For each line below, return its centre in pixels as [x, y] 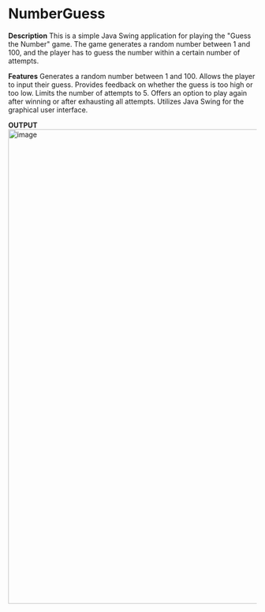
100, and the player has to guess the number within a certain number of [124, 52]
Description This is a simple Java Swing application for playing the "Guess [130, 36]
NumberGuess [57, 14]
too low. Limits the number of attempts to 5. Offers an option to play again [128, 93]
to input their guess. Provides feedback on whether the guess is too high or [131, 85]
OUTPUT [23, 125]
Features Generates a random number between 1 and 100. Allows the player [132, 76]
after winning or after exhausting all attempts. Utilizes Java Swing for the [126, 101]
